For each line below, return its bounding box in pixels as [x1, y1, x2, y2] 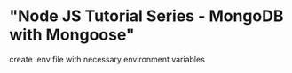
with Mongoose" [9, 25, 135, 45]
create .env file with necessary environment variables [9, 54, 206, 64]
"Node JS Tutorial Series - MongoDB [9, 6, 284, 26]
